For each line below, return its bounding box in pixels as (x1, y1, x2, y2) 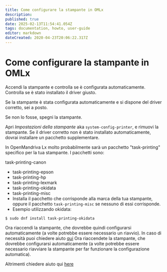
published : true (5, 17, 39, 22)
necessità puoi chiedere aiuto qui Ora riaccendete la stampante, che (5, 235, 146, 241)
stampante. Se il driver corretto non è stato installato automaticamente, (5, 129, 151, 135)
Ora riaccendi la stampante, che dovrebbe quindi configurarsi (5, 224, 132, 230)
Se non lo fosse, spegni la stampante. (5, 114, 82, 120)
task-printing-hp (12, 174, 46, 180)
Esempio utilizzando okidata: (12, 206, 72, 212)
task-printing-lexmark (12, 179, 57, 185)
